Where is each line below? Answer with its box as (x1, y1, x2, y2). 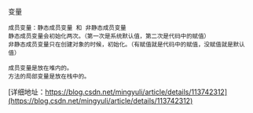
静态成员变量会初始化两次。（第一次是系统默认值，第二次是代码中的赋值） (8, 32, 211, 40)
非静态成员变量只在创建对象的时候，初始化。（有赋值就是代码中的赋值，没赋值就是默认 (8, 41, 245, 49)
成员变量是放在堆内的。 (8, 64, 73, 72)
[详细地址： (8, 87, 46, 97)
